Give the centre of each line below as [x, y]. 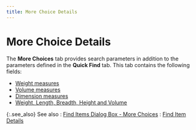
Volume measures [38, 89]
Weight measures [37, 83]
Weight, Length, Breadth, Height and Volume [71, 102]
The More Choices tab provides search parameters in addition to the [93, 59]
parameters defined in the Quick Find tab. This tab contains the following [98, 65]
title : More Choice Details [42, 12]
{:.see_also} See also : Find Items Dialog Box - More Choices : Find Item [96, 114]
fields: [14, 71]
